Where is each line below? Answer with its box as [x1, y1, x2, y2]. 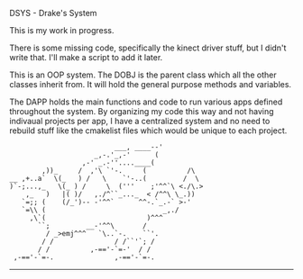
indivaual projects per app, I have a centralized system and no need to [9, 116, 271, 126]
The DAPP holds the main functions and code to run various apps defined [9, 96, 283, 107]
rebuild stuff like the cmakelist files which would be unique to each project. [9, 125, 288, 136]
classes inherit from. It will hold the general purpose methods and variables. [9, 79, 291, 89]
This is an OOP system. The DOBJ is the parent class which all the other [9, 69, 277, 80]
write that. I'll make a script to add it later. [9, 52, 163, 62]
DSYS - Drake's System [9, 8, 97, 18]
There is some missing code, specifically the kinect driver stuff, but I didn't [9, 42, 287, 53]
